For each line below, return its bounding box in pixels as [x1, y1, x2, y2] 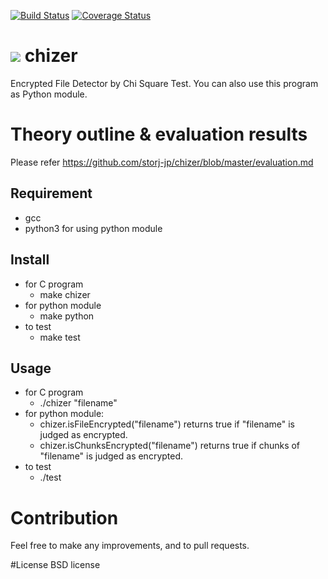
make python [39, 310, 95, 322]
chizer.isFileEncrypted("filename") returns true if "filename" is [39, 418, 295, 430]
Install [10, 251, 50, 269]
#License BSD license [10, 559, 101, 571]
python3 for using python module [24, 222, 163, 234]
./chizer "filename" [39, 397, 118, 409]
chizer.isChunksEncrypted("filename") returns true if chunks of [39, 440, 301, 452]
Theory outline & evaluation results [10, 123, 308, 146]
